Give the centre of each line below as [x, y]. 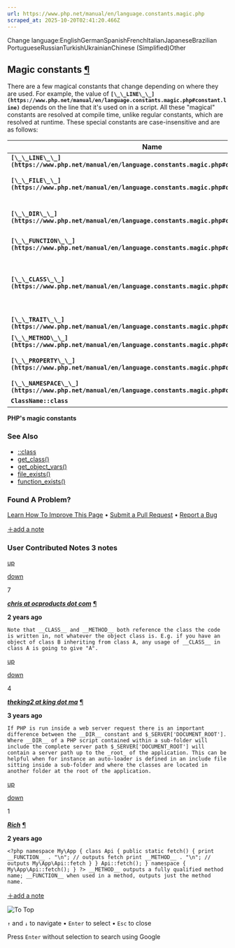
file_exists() [34, 474]
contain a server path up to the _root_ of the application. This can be [117, 753]
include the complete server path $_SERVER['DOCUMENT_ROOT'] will [106, 747]
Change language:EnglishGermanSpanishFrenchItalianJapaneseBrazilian [112, 40]
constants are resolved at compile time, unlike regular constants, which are [115, 115]
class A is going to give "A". [53, 649]
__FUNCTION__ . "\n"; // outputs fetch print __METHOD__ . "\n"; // [109, 858]
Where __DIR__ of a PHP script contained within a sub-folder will [108, 741]
